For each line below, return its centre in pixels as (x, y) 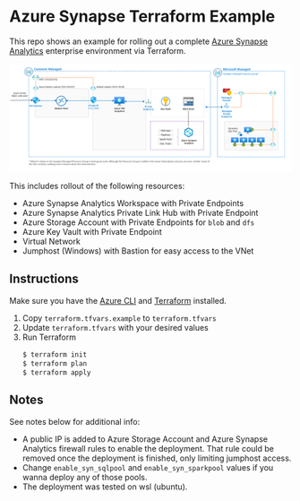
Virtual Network (51, 241)
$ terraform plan (55, 363)
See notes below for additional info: (75, 421)
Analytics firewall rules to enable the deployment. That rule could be (148, 448)
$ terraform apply (56, 372)
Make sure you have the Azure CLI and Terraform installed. (118, 300)
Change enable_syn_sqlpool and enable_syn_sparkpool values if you (148, 467)
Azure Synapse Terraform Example (142, 17)
